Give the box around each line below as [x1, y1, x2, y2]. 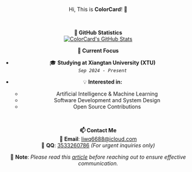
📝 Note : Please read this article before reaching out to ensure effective [10, 153, 187, 161]
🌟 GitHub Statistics [74, 29, 122, 36]
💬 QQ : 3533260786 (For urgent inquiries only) [41, 142, 155, 149]
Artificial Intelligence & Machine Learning [56, 90, 158, 97]
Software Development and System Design [54, 97, 161, 103]
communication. [78, 160, 119, 167]
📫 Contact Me [79, 127, 117, 134]
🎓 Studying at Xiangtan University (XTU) [49, 59, 156, 66]
